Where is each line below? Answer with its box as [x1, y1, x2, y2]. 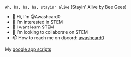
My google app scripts [5, 46, 51, 52]
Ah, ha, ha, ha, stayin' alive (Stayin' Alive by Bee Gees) [5, 4, 127, 10]
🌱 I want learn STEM [12, 24, 54, 30]
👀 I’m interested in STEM [12, 19, 63, 25]
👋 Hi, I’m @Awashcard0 [12, 14, 61, 19]
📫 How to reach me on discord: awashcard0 [12, 35, 104, 41]
